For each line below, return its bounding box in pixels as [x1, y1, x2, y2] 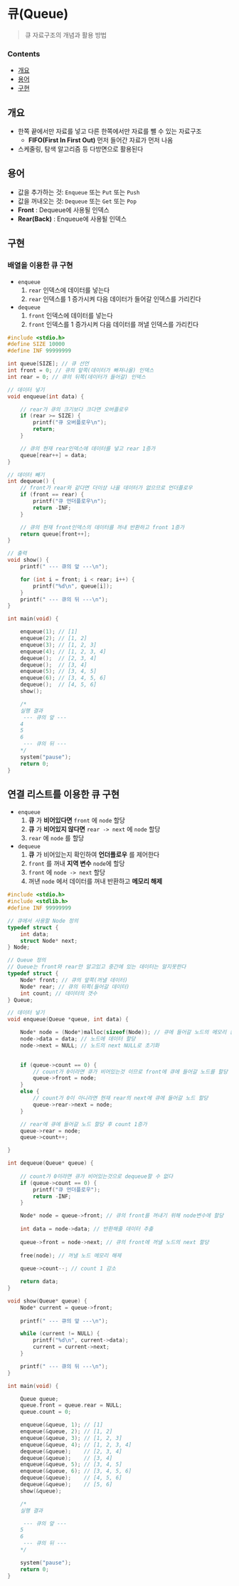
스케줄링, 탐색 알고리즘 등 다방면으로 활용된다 [17, 145, 144, 153]
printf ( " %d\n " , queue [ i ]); [33, 583, 113, 590]
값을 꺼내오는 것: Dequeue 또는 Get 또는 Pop [17, 197, 137, 205]
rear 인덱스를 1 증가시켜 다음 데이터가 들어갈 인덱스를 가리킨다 [28, 294, 201, 303]
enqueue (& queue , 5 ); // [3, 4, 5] [20, 1461, 122, 1468]
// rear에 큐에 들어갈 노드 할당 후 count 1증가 [20, 1120, 148, 1128]
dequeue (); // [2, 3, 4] [20, 654, 97, 662]
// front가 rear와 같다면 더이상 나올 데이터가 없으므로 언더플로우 [20, 484, 193, 491]
